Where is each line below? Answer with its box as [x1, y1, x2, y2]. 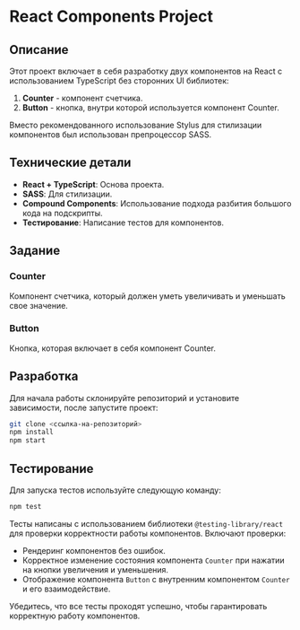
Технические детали [9, 155, 132, 171]
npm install [9, 428, 54, 437]
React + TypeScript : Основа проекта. [21, 179, 165, 189]
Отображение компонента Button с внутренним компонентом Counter [21, 573, 290, 584]
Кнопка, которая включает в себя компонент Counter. [9, 343, 217, 354]
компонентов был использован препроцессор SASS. [9, 129, 212, 140]
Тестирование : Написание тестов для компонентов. [21, 217, 224, 228]
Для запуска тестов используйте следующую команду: [9, 485, 222, 495]
